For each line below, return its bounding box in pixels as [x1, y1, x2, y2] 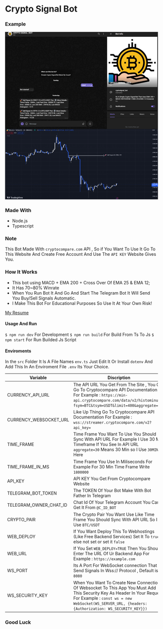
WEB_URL [7, 551, 27, 557]
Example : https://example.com [73, 556, 135, 562]
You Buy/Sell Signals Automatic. [12, 295, 76, 301]
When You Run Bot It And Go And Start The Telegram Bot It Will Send [12, 290, 150, 296]
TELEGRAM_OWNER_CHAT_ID [7, 502, 67, 508]
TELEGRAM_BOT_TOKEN [7, 490, 57, 496]
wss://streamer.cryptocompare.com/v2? [73, 420, 152, 425]
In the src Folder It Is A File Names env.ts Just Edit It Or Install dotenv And [5, 359, 153, 364]
